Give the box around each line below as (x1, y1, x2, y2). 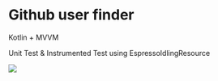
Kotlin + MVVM (8, 32, 59, 42)
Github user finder (8, 6, 135, 24)
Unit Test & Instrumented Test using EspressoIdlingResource (8, 48, 211, 58)
